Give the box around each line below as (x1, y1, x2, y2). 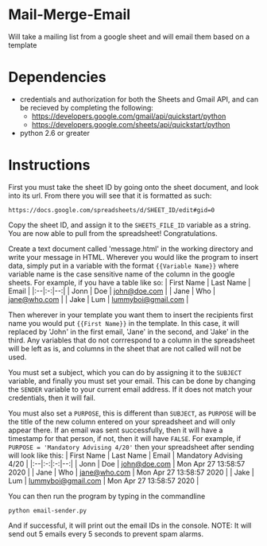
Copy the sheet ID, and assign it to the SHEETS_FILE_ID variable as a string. (8, 220, 251, 230)
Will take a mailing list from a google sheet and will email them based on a (8, 32, 250, 41)
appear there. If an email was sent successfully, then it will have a (8, 425, 223, 435)
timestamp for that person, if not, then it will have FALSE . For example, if (8, 433, 242, 443)
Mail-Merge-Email (8, 6, 131, 24)
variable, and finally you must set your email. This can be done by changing (8, 376, 256, 385)
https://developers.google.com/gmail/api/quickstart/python (31, 111, 226, 121)
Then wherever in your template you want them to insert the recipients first (8, 310, 253, 319)
